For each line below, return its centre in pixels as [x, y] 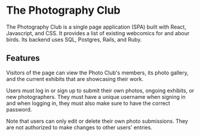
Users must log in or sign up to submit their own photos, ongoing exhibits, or [100, 91]
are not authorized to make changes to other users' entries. [79, 127]
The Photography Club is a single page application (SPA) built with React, [96, 27]
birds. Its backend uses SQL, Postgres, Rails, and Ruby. [74, 39]
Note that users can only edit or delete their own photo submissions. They [97, 121]
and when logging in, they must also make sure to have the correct [88, 103]
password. [19, 109]
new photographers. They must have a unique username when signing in [96, 96]
